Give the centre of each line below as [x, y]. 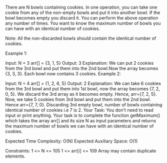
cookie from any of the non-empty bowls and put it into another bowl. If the [83, 13]
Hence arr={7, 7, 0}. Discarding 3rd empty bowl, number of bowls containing [84, 105]
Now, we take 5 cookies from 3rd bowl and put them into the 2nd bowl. [78, 99]
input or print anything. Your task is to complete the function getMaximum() [83, 115]
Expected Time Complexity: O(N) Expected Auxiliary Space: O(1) [71, 141]
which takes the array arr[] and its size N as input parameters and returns [81, 121]
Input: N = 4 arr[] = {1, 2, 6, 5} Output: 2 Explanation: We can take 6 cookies [83, 83]
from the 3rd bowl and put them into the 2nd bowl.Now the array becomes [82, 68]
